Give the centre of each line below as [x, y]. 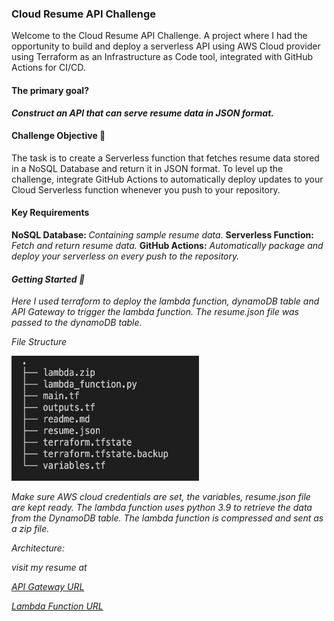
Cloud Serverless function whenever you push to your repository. [146, 189]
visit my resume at [49, 568]
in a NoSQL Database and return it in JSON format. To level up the [147, 168]
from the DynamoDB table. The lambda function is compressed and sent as [167, 518]
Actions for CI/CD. [48, 68]
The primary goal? [50, 90]
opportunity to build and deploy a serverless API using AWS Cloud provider [166, 46]
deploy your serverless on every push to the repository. [125, 256]
